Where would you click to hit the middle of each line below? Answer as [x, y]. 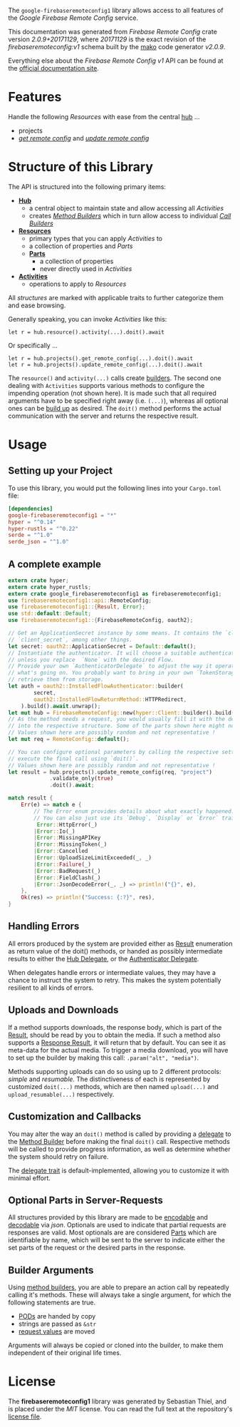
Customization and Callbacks [75, 1116]
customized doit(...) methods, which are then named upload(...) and [114, 1086]
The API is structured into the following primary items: [87, 186]
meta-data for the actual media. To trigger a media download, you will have [118, 1050]
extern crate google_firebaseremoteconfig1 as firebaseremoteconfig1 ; [115, 594]
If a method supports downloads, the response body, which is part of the [115, 1027]
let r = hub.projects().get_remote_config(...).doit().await [101, 358]
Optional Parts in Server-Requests [85, 1200]
